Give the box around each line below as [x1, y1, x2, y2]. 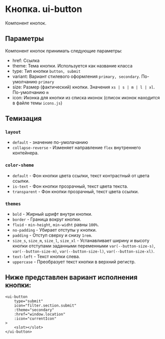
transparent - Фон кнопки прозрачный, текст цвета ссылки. [12, 188, 139, 194]
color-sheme [5, 162, 34, 168]
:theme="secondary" [14, 307, 55, 313]
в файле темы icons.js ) [12, 100, 63, 106]
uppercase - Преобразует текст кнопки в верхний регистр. [12, 259, 136, 265]
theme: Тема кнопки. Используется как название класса [12, 62, 133, 68]
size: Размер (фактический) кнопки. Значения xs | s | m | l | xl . [12, 84, 155, 90]
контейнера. [12, 150, 39, 156]
